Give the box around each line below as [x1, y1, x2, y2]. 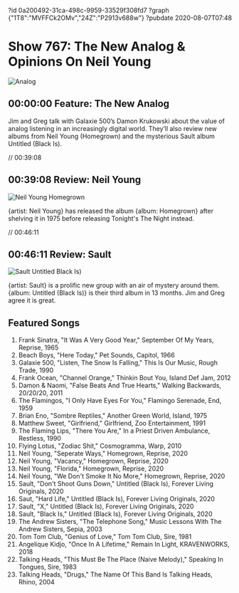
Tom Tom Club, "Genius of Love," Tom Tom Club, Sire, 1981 [18, 532, 192, 541]
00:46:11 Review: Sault [8, 248, 112, 261]
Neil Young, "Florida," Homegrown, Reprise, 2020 [18, 464, 164, 473]
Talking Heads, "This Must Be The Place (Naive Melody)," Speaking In [18, 555, 223, 564]
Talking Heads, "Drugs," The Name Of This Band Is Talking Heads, [18, 570, 213, 579]
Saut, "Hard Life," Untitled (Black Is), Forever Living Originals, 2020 [18, 495, 216, 503]
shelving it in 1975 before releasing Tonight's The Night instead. [8, 214, 195, 223]
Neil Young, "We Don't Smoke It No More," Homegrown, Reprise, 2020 [18, 472, 225, 481]
